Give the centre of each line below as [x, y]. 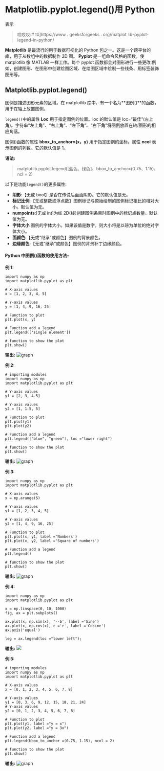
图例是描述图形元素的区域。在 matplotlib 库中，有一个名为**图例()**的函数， [82, 102]
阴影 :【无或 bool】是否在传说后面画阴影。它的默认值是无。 [71, 194]
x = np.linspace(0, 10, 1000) [36, 609]
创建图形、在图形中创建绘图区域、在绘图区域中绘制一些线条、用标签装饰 [86, 68]
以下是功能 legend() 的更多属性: [36, 184]
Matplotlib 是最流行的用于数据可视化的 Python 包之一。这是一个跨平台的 [78, 50]
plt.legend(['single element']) [38, 332]
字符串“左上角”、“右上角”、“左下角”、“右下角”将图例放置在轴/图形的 [83, 125]
